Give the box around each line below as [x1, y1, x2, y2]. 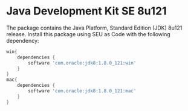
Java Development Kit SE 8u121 [6, 4, 167, 18]
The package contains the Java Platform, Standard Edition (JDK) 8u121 [6, 24, 183, 31]
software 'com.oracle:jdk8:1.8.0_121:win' [28, 60, 137, 66]
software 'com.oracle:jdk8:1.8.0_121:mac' [28, 88, 137, 94]
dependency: [6, 37, 39, 44]
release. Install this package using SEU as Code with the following [6, 30, 170, 37]
